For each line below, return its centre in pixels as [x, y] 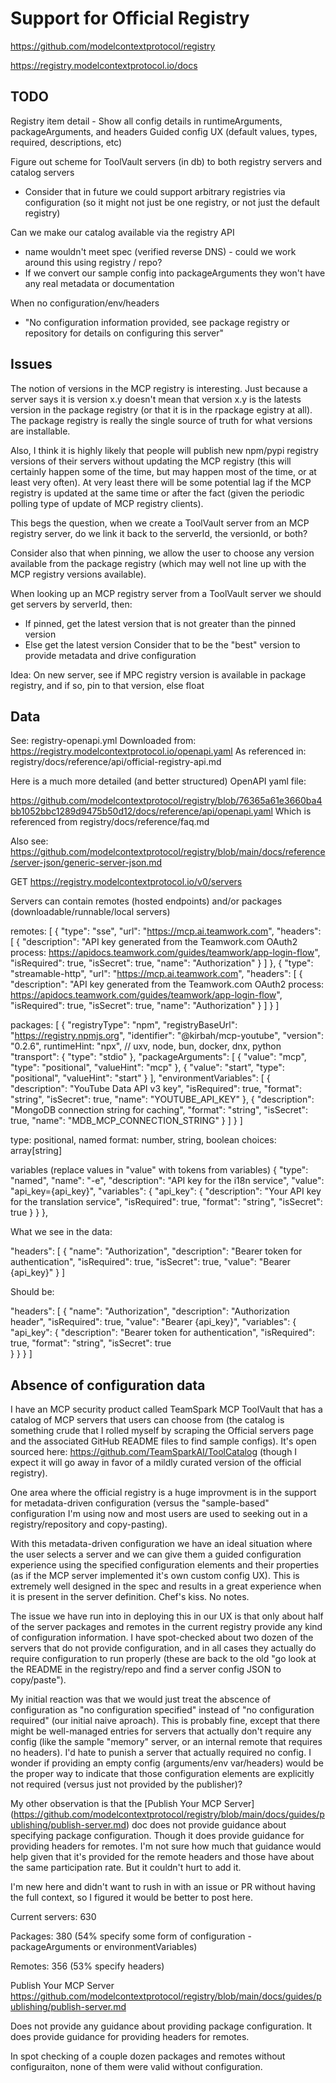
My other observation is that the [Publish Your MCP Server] [132, 1804]
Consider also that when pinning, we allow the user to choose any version [162, 553]
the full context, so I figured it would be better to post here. [131, 1898]
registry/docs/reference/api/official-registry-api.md [116, 762]
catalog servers [42, 172]
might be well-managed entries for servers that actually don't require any [161, 1731]
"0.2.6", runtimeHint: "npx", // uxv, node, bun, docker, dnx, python [146, 1046]
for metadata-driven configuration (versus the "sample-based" [140, 1503]
